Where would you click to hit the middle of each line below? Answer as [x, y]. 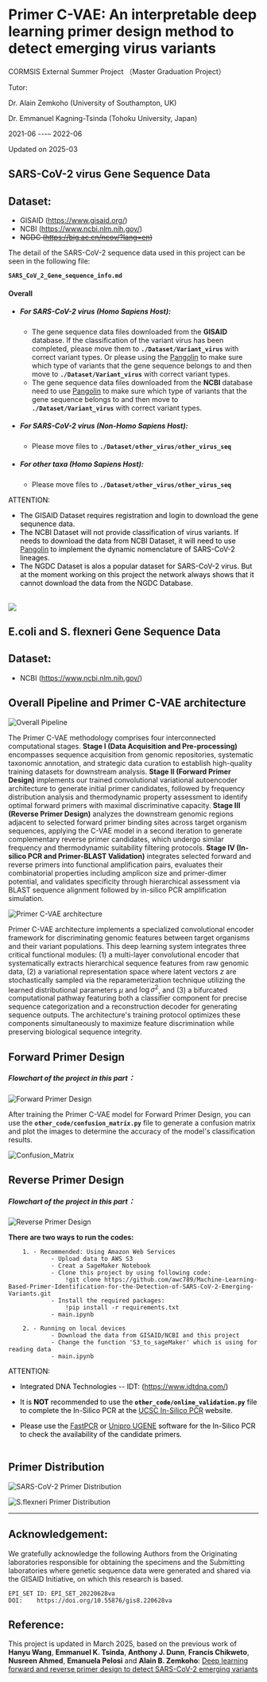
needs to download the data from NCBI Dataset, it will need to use [128, 541]
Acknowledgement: [58, 1534]
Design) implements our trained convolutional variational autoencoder [123, 780]
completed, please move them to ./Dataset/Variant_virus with [135, 349]
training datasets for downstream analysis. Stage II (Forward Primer [120, 771]
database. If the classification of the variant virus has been [128, 340]
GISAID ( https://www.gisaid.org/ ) [74, 220]
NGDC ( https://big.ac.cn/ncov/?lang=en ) [86, 237]
